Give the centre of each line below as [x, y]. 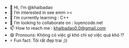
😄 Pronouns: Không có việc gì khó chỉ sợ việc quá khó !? [67, 35]
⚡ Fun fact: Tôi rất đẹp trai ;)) [38, 40]
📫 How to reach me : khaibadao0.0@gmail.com [58, 28]
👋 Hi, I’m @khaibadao [31, 7]
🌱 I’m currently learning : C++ [39, 18]
